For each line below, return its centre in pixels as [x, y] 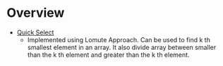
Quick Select [35, 32]
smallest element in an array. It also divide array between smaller [122, 47]
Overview [36, 13]
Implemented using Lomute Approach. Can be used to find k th [119, 39]
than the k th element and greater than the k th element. [108, 55]
